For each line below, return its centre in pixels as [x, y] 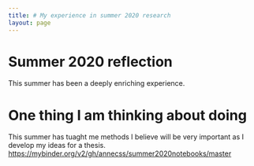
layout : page [30, 23]
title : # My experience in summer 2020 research [90, 15]
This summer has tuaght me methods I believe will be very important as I [126, 137]
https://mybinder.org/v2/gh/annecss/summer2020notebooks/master [120, 153]
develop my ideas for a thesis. [57, 146]
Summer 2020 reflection [90, 62]
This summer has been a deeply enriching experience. [97, 83]
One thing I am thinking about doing [127, 115]
